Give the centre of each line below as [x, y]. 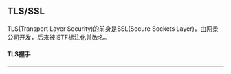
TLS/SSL [26, 11]
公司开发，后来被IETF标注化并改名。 [59, 37]
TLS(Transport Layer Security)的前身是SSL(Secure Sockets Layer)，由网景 [113, 28]
